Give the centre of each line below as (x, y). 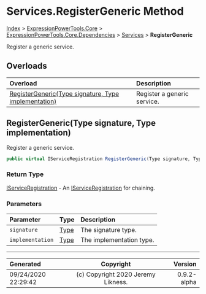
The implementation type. (117, 240)
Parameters (24, 204)
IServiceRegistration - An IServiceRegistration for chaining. (81, 188)
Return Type (25, 174)
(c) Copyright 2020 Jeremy (116, 274)
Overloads (27, 66)
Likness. (116, 282)
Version (185, 264)
